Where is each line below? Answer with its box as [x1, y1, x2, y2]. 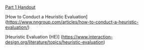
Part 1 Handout [5, 4, 36, 10]
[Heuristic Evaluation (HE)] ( [5, 34, 63, 40]
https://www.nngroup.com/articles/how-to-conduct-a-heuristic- [6, 19, 139, 25]
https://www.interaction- [62, 34, 113, 40]
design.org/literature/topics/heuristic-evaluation [5, 39, 104, 45]
